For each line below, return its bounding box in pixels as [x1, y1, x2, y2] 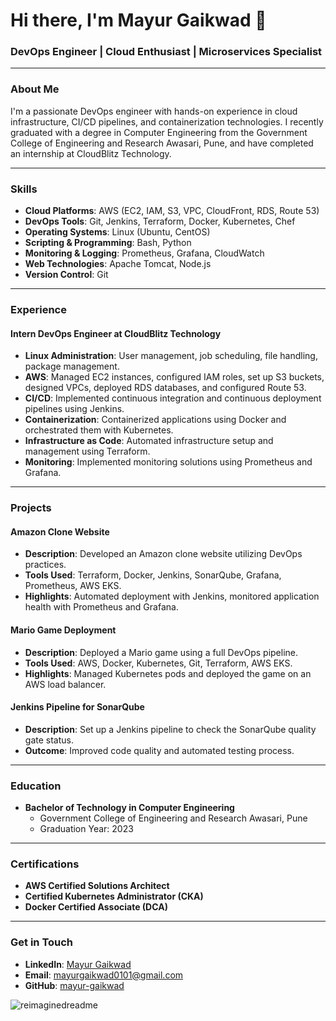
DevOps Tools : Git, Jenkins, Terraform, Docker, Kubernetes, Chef [24, 215, 296, 228]
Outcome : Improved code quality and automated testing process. [24, 744, 295, 756]
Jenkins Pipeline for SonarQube [10, 701, 145, 713]
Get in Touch [10, 935, 74, 949]
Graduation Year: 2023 [39, 823, 134, 835]
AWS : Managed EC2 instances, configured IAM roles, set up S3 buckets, [24, 371, 325, 383]
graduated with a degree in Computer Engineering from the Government [10, 126, 308, 138]
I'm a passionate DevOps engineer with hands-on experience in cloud [10, 105, 298, 117]
